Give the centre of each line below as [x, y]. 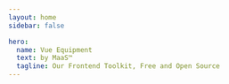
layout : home [33, 17]
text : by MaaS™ [45, 58]
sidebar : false [37, 26]
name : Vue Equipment [54, 50]
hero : [18, 42]
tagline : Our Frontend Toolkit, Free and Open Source [118, 66]
